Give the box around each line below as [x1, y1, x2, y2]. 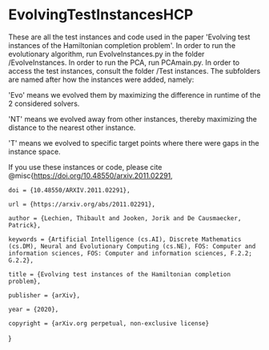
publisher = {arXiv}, [8, 291, 81, 300]
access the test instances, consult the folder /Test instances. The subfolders [8, 66, 261, 75]
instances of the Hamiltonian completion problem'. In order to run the [8, 40, 236, 50]
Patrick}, [8, 221, 42, 229]
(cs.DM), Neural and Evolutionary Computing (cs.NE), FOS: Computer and [8, 242, 256, 250]
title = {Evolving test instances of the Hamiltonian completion [8, 270, 231, 278]
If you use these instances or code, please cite [8, 162, 163, 171]
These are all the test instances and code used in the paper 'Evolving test [8, 32, 251, 42]
